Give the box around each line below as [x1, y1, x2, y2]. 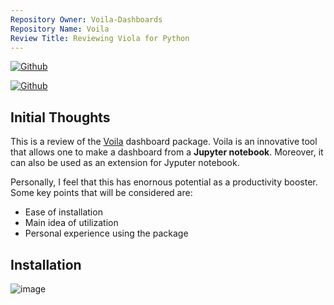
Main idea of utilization [24, 217, 119, 229]
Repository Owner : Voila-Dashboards [10, 14, 163, 25]
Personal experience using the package [24, 227, 189, 240]
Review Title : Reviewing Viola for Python [10, 33, 190, 43]
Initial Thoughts [10, 109, 111, 126]
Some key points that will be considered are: [10, 187, 193, 199]
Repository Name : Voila [10, 24, 110, 34]
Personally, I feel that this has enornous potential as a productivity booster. [10, 176, 318, 188]
